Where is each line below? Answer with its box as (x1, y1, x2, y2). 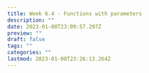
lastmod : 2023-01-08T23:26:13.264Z (7, 56, 111, 63)
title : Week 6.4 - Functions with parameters (7, 10, 142, 17)
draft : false (7, 36, 45, 43)
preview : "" (7, 29, 42, 37)
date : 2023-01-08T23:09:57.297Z (7, 23, 101, 30)
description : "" (7, 17, 55, 24)
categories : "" (7, 49, 52, 56)
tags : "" (7, 42, 33, 49)
